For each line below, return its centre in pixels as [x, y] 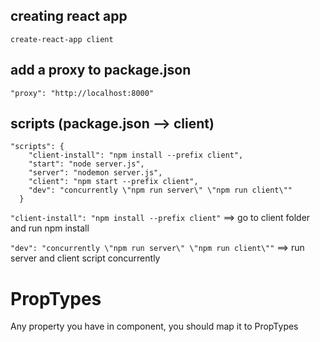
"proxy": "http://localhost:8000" [82, 93]
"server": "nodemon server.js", [95, 173]
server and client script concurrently [85, 258]
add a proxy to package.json [101, 70]
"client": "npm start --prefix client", [113, 182]
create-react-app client [62, 39]
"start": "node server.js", [86, 164]
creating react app [69, 16]
